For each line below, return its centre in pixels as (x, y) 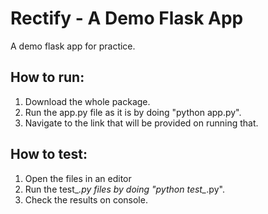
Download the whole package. (87, 101)
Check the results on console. (86, 199)
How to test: (49, 154)
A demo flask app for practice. (73, 46)
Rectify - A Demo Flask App (127, 18)
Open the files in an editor (78, 178)
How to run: (47, 77)
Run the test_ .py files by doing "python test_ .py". (124, 189)
